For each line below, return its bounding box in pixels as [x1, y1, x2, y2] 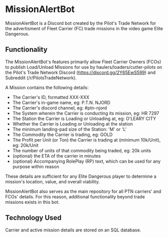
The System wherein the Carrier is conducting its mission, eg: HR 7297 [12, 110, 159, 116]
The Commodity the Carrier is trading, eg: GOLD [12, 132, 113, 138]
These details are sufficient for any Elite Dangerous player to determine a [5, 173, 157, 179]
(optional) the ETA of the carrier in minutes [12, 153, 101, 159]
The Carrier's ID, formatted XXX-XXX [12, 94, 90, 100]
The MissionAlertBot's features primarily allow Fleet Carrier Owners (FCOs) [5, 59, 161, 65]
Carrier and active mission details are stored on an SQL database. [5, 227, 141, 233]
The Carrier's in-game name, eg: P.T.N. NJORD [12, 99, 111, 105]
